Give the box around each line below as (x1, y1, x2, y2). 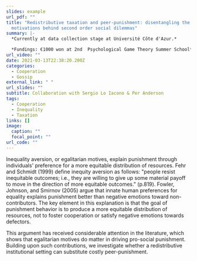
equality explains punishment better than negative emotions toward (6, 193, 169, 200)
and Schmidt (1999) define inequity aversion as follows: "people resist (6, 168, 175, 175)
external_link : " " (6, 79, 54, 85)
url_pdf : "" (6, 14, 35, 20)
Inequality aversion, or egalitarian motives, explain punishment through (6, 155, 178, 162)
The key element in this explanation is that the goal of (38, 199, 168, 206)
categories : (6, 63, 35, 69)
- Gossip (11, 74, 33, 80)
